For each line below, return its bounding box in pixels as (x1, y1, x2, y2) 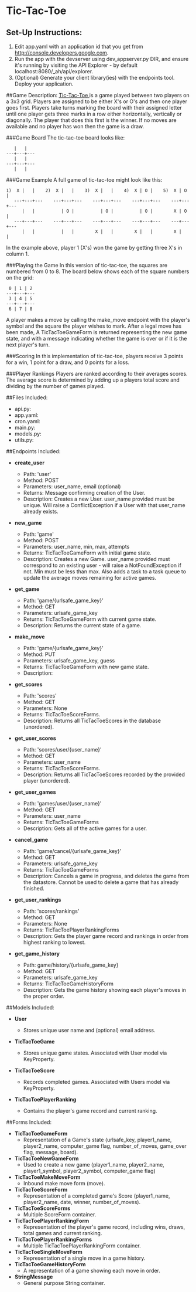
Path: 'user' (23, 471, 51, 477)
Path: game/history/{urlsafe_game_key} (23, 961, 119, 968)
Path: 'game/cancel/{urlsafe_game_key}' (23, 848, 122, 854)
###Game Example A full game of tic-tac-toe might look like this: (6, 176, 163, 183)
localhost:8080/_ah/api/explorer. (14, 68, 94, 74)
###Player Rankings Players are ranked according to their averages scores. (6, 370, 188, 377)
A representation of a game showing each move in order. (23, 1267, 161, 1274)
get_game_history (14, 950, 60, 957)
